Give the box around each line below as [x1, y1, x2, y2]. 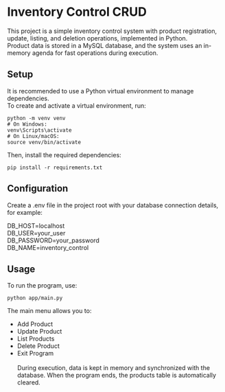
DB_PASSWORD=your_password [7, 236, 99, 244]
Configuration [7, 183, 69, 194]
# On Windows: [7, 121, 48, 128]
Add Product [16, 320, 54, 328]
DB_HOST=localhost [7, 221, 65, 230]
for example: [7, 208, 43, 216]
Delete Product [16, 342, 60, 350]
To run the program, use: [7, 281, 78, 290]
